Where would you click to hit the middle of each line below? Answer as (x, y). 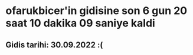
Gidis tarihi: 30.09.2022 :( (54, 45)
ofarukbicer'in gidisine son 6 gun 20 (96, 11)
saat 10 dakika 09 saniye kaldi (81, 23)
